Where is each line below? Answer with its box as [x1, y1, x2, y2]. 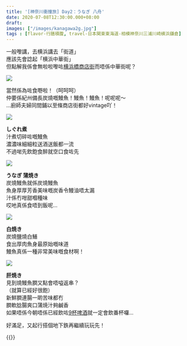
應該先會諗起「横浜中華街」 [6, 55, 74, 63]
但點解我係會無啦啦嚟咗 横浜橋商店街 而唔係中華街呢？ [6, 63, 137, 70]
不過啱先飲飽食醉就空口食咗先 [6, 148, 79, 155]
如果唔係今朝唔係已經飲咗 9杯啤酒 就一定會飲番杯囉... [6, 309, 134, 316]
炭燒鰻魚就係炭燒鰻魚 [6, 180, 58, 187]
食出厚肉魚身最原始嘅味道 [6, 240, 69, 248]
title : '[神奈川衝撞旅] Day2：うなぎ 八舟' [6, 8, 105, 15]
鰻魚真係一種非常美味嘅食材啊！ [6, 248, 84, 255]
